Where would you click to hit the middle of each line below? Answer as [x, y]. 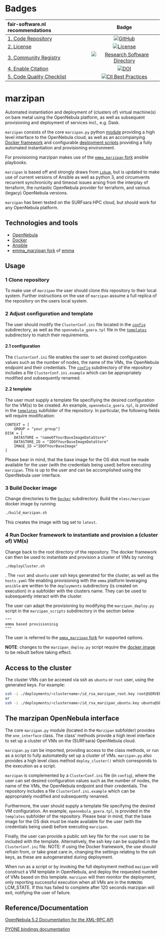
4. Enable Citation [28, 68]
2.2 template [18, 389]
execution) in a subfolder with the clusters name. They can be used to [76, 591]
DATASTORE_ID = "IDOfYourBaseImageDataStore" [61, 442]
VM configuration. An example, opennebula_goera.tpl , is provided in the [78, 811]
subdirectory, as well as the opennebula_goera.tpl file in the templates [76, 330]
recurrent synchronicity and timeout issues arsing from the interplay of [77, 182]
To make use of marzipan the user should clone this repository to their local [81, 291]
